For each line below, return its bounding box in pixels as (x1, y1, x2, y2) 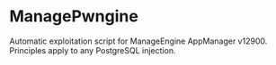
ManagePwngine (9, 6, 139, 27)
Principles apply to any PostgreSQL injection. (9, 45, 176, 55)
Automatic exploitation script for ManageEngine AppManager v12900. (9, 36, 268, 46)
